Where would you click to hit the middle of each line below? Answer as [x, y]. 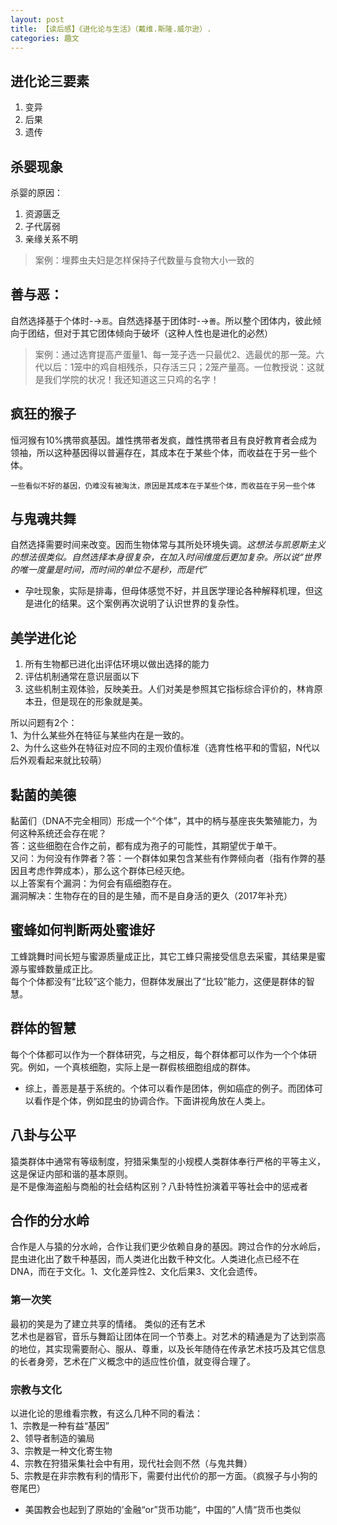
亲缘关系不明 [51, 239]
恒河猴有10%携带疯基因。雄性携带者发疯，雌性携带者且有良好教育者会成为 [164, 440]
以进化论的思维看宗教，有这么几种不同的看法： [106, 1413]
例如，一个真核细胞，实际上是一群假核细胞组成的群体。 [141, 1067]
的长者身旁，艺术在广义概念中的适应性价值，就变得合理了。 [133, 1361]
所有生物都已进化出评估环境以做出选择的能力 [117, 664]
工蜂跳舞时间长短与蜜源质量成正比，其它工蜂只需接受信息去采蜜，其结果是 [163, 956]
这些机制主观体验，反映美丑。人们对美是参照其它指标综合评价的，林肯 [169, 689]
